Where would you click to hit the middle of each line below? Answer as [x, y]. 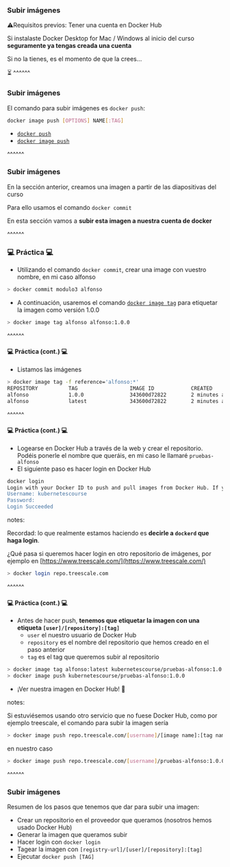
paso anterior [46, 650]
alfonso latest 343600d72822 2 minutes [113, 401]
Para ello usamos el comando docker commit [69, 207]
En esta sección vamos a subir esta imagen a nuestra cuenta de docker [110, 221]
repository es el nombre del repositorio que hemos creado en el [118, 642]
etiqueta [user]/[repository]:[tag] [68, 628]
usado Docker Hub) [44, 827]
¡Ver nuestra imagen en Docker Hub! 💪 [71, 689]
